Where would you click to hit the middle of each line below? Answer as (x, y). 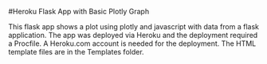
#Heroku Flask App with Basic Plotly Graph (79, 11)
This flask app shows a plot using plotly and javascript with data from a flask (134, 26)
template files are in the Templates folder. (77, 52)
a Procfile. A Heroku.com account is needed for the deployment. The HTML (132, 43)
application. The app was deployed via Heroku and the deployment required (133, 35)
